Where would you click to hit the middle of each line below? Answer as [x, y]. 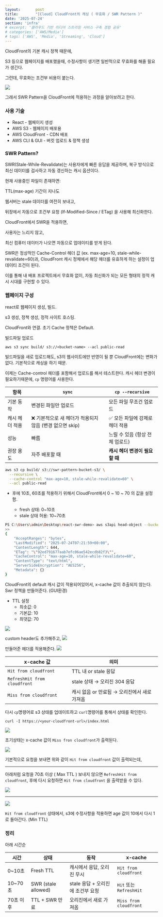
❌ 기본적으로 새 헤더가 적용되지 [65, 418]
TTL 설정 [21, 601]
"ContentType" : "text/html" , [43, 561]
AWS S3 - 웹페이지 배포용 [37, 129]
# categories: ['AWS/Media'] [34, 32]
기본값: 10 [29, 613]
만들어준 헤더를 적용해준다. [30, 649]
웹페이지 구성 [19, 295]
